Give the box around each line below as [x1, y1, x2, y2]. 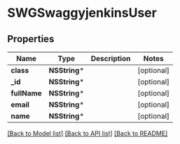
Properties [7, 33, 55, 45]
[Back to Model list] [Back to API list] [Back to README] [7, 129, 168, 138]
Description [90, 54, 131, 63]
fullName [11, 89, 42, 98]
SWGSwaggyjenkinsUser [7, 5, 158, 21]
